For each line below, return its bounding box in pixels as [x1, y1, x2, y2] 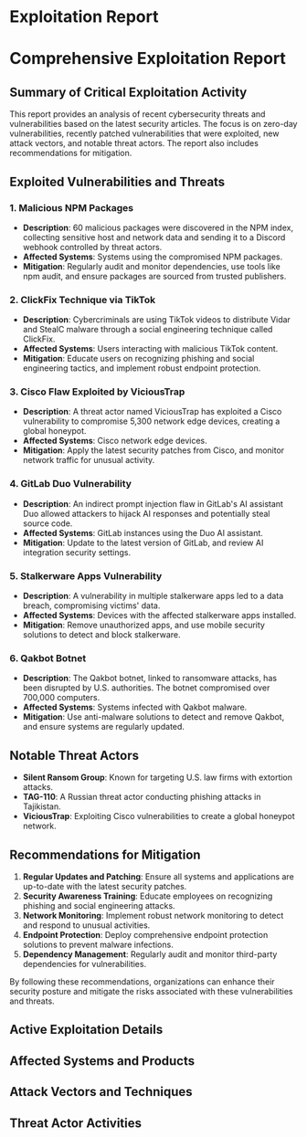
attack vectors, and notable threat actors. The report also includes [9, 138, 259, 149]
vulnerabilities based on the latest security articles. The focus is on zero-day [9, 119, 298, 130]
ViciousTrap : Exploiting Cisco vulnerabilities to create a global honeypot [22, 811, 295, 822]
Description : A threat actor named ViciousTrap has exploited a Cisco [22, 406, 282, 417]
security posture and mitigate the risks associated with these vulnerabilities [9, 985, 293, 996]
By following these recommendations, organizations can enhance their [9, 975, 276, 987]
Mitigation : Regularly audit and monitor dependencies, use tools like [22, 260, 281, 271]
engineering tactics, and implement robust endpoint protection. [22, 363, 261, 374]
